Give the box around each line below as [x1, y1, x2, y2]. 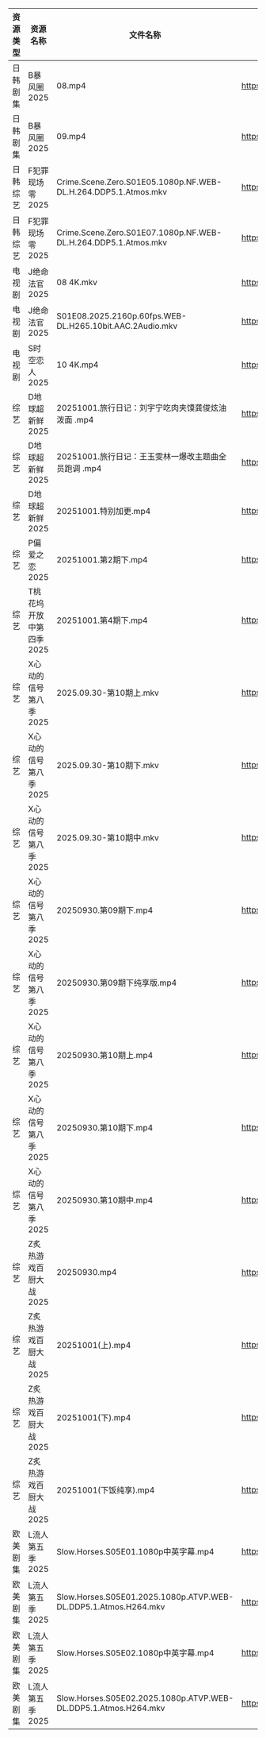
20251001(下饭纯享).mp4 [56, 1485, 155, 1496]
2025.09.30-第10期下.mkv [56, 760, 160, 771]
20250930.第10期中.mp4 [56, 1195, 154, 1206]
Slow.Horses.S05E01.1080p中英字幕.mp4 [56, 1547, 215, 1557]
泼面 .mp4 [56, 415, 94, 425]
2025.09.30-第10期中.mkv [56, 832, 160, 843]
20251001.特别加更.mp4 [56, 506, 151, 516]
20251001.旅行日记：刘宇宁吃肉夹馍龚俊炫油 [56, 403, 227, 413]
